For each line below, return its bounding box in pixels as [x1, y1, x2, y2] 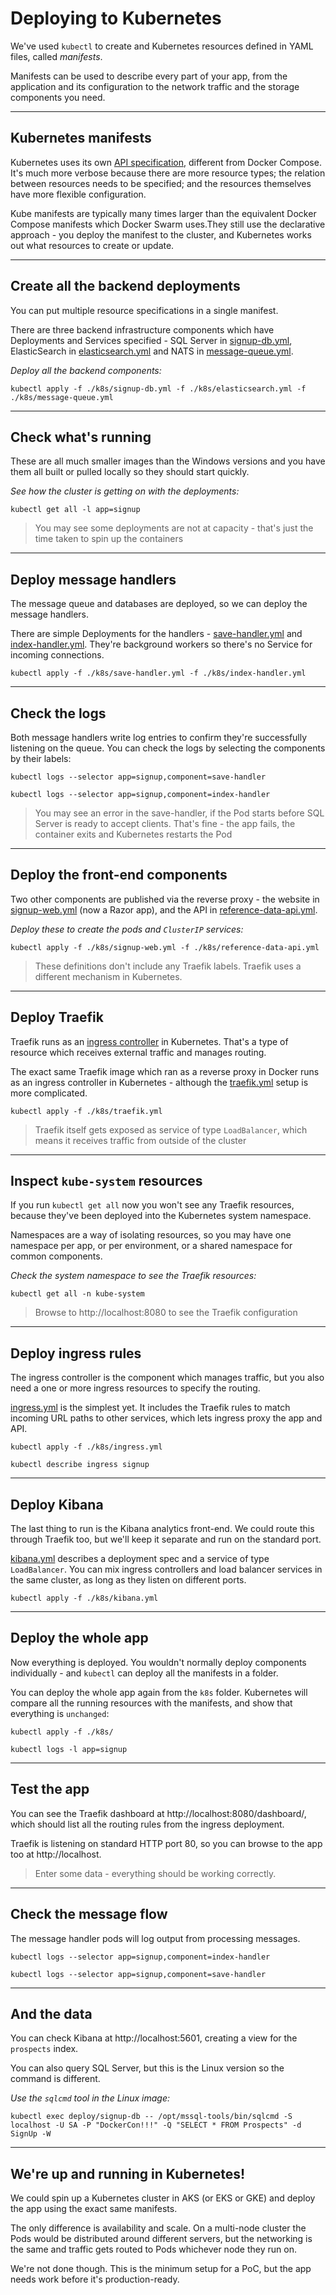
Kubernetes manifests [10, 130, 152, 147]
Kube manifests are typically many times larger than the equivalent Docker [10, 207, 317, 219]
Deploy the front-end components [10, 867, 228, 884]
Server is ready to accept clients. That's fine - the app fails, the [34, 818, 296, 829]
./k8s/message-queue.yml [10, 392, 114, 402]
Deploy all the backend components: [10, 364, 162, 376]
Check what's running [10, 428, 152, 446]
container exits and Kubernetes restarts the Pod [34, 828, 233, 840]
